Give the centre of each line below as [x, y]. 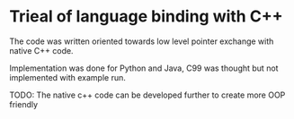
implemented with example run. [67, 77]
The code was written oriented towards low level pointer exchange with [142, 41]
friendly [24, 104]
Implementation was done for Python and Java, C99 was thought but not [144, 68]
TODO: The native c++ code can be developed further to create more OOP [147, 95]
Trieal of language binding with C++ [146, 17]
